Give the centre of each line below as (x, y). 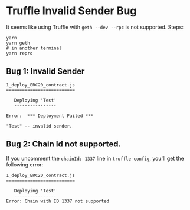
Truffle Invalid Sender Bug (71, 11)
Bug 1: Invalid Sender (45, 71)
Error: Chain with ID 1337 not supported (58, 201)
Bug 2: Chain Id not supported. (64, 144)
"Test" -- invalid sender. (39, 126)
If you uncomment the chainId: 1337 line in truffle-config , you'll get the (95, 158)
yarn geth (18, 43)
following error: (25, 164)
